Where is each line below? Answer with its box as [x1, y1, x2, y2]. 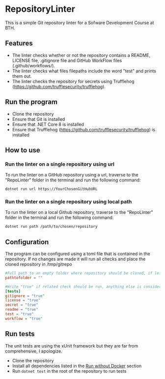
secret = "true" [5, 302, 38, 308]
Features [5, 39, 33, 48]
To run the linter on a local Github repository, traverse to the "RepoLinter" [5, 209, 153, 215]
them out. [12, 73, 32, 79]
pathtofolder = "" [5, 275, 43, 280]
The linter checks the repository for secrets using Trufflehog [12, 78, 135, 84]
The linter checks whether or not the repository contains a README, [12, 52, 151, 58]
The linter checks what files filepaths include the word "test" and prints [12, 68, 156, 74]
